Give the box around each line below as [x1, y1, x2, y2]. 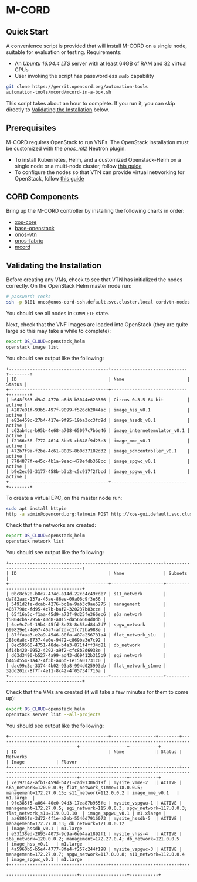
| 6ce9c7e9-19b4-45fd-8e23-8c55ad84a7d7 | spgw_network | [6, 622, 167, 628]
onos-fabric [14, 237, 43, 244]
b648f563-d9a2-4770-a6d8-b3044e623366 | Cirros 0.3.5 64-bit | [11, 397, 191, 403]
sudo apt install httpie [6, 505, 67, 512]
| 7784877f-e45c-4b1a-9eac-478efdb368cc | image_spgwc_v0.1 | [6, 458, 191, 464]
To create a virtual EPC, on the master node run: [6, 494, 123, 501]
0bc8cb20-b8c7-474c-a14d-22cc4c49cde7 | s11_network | [11, 591, 167, 597]
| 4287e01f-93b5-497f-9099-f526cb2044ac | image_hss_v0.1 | [6, 407, 191, 413]
